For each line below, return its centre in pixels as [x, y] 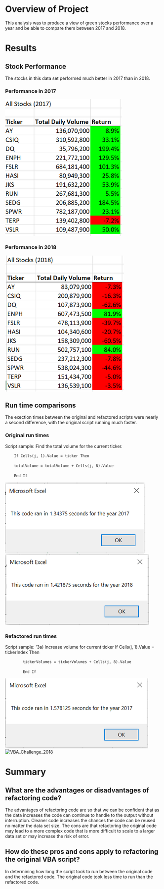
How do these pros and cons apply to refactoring [82, 852]
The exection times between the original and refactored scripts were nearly [82, 417]
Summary [25, 772]
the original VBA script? [42, 860]
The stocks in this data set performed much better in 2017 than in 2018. [78, 78]
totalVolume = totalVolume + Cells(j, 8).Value [64, 466]
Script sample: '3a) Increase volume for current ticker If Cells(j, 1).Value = [80, 647]
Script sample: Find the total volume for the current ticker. [64, 446]
